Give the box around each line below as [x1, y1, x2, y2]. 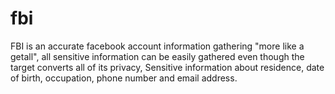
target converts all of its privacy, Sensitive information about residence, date [10, 61, 325, 73]
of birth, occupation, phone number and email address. [10, 72, 238, 84]
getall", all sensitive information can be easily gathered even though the [10, 50, 305, 62]
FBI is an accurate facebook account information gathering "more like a [10, 40, 305, 52]
